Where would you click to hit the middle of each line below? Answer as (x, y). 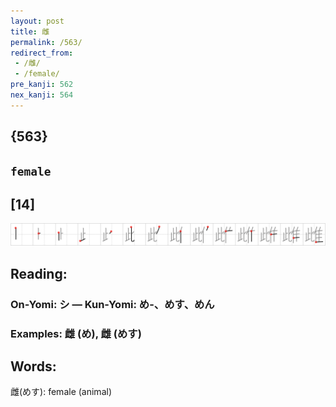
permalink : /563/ (46, 42)
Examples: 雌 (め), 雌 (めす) (76, 333)
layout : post (37, 21)
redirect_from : (42, 53)
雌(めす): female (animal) (61, 392)
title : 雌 (30, 31)
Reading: (39, 273)
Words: (33, 366)
